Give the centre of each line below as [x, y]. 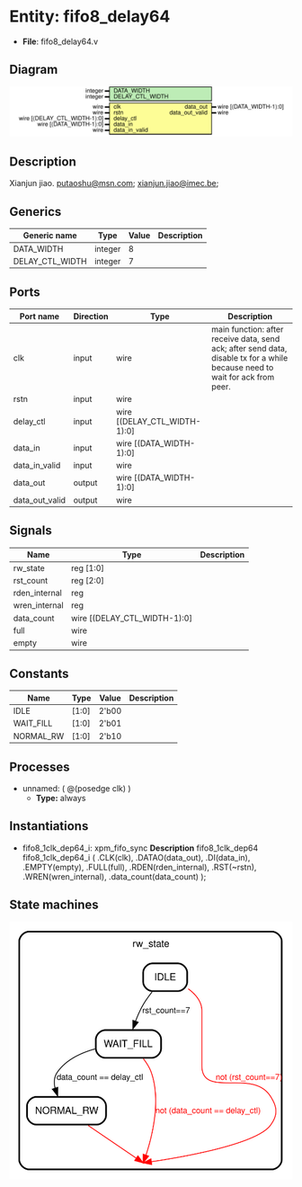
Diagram [34, 70]
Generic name [50, 236]
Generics [36, 212]
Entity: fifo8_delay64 [90, 17]
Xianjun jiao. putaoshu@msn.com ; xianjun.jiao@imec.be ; [114, 183]
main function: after [247, 329]
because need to [242, 368]
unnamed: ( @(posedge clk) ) [77, 788]
